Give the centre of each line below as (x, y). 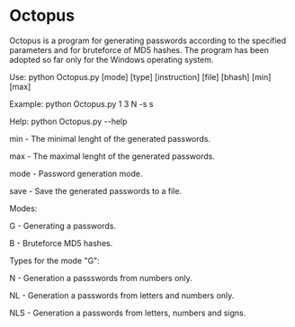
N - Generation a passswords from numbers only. (101, 278)
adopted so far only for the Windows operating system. (112, 59)
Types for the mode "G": (55, 261)
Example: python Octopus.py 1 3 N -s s (81, 103)
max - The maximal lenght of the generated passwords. (112, 156)
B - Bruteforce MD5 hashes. (61, 243)
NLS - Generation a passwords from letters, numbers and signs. (128, 313)
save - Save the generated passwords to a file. (96, 190)
